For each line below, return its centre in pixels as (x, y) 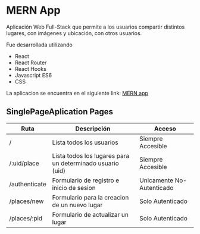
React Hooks (30, 68)
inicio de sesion (74, 188)
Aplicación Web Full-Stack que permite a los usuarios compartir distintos (96, 27)
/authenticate (28, 184)
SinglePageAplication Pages (60, 112)
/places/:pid (26, 218)
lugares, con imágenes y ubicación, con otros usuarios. (74, 33)
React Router (31, 63)
